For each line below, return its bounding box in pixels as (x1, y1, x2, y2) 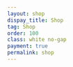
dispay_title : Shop (7, 17, 64, 24)
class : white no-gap (7, 36, 67, 43)
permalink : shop (7, 50, 54, 57)
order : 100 (7, 29, 39, 37)
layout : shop (7, 10, 45, 17)
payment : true (7, 43, 49, 50)
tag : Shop (7, 23, 36, 30)
